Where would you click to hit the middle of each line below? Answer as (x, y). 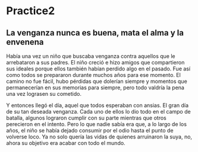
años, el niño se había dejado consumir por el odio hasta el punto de (90, 130)
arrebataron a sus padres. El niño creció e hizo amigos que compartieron (95, 62)
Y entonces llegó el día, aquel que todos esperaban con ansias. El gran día (98, 105)
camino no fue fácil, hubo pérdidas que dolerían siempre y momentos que (97, 81)
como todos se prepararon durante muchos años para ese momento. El (94, 75)
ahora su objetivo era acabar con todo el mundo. (66, 143)
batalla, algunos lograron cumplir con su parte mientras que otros (86, 118)
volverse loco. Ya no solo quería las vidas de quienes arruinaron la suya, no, (99, 137)
